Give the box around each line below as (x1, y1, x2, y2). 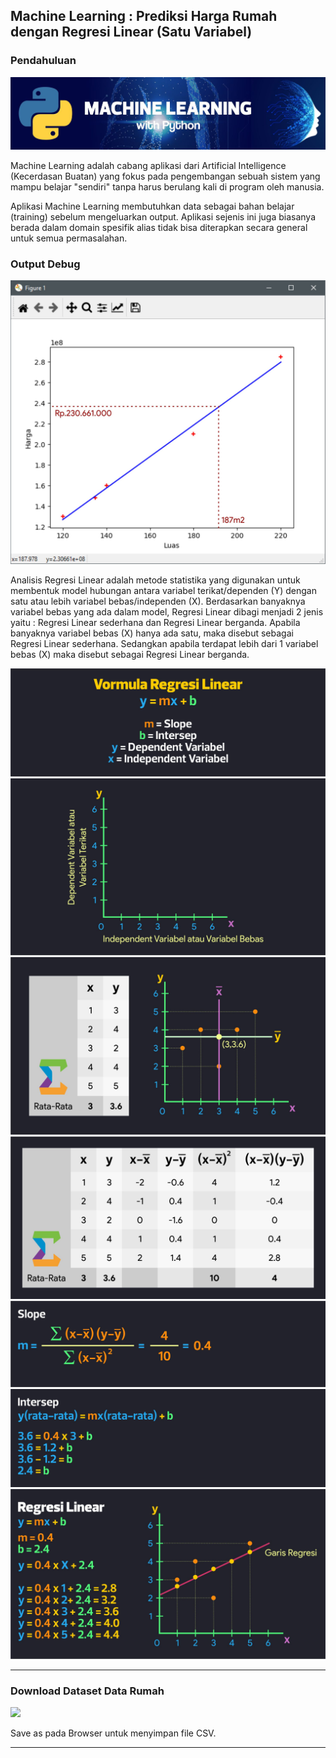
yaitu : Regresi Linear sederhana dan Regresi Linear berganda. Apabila (10, 617, 301, 629)
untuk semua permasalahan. (10, 232, 128, 244)
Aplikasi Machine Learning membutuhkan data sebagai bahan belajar (10, 200, 295, 212)
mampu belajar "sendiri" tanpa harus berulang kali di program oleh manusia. (10, 180, 325, 193)
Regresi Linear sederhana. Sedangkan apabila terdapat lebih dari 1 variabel (10, 638, 319, 650)
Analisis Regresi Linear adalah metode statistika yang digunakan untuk (10, 574, 301, 586)
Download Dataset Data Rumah (10, 1684, 165, 1698)
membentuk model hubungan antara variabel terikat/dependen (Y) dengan (10, 585, 317, 597)
